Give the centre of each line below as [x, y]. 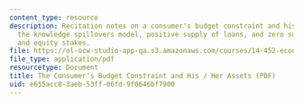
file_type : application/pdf [62, 59]
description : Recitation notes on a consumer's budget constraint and [145, 26]
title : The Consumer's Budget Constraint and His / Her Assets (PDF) [143, 76]
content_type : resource [54, 17]
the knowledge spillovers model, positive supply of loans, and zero [151, 34]
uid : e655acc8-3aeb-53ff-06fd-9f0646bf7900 [92, 84]
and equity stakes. [54, 43]
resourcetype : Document [54, 68]
